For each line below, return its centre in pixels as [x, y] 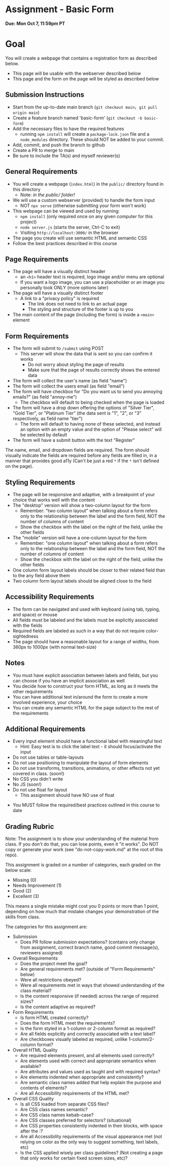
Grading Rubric [30, 827]
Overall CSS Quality [33, 1099]
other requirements [33, 691]
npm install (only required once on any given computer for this [87, 216]
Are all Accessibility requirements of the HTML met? [75, 1093]
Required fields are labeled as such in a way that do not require [79, 631]
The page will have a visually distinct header [59, 272]
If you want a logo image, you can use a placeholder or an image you [92, 282]
